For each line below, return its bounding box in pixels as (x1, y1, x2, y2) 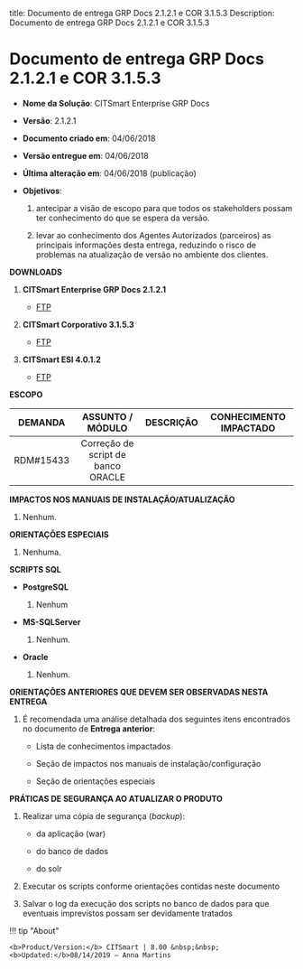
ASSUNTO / (81, 410, 133, 423)
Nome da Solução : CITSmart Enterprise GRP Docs (22, 98, 210, 108)
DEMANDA (17, 415, 66, 428)
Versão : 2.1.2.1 (22, 115, 77, 126)
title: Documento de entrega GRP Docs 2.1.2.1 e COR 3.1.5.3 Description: (9, 8, 275, 18)
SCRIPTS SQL (9, 564, 61, 574)
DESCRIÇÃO (145, 415, 198, 428)
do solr (35, 862, 62, 874)
